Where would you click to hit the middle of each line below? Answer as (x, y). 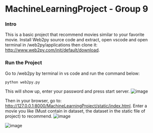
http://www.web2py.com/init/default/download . (52, 50)
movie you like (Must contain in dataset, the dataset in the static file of (75, 111)
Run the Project (24, 63)
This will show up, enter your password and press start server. (68, 91)
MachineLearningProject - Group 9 (76, 9)
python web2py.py (23, 82)
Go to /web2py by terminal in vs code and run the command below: (72, 73)
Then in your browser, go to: (33, 100)
